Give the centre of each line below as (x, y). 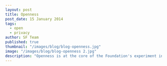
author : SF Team (22, 38)
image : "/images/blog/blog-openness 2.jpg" (51, 51)
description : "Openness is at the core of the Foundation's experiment (81, 56)
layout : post (19, 10)
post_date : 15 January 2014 (34, 19)
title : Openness (22, 14)
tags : (11, 24)
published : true (22, 42)
